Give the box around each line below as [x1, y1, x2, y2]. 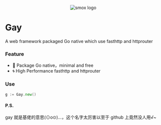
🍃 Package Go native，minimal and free [12, 62, 94, 69]
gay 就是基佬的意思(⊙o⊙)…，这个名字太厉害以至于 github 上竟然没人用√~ [5, 114, 157, 120]
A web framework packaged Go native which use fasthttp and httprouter [5, 38, 153, 44]
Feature [5, 50, 24, 57]
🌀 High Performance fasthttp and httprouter [12, 68, 101, 74]
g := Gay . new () [5, 92, 37, 97]
